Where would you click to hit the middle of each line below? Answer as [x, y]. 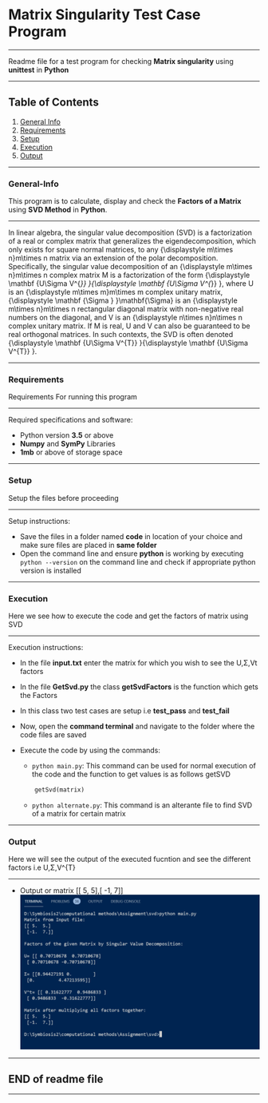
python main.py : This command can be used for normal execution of [144, 765]
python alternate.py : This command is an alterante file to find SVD [142, 805]
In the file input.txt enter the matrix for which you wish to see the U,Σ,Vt [138, 663]
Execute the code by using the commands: [90, 750]
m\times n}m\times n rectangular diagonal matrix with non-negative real [126, 309]
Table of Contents [54, 103]
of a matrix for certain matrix [79, 813]
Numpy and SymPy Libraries [67, 444]
